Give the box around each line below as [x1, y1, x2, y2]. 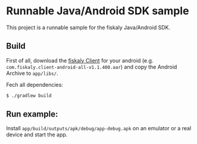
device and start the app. [6, 131, 68, 138]
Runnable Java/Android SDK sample [6, 4, 189, 18]
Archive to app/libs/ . [6, 70, 58, 77]
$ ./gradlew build [6, 92, 52, 99]
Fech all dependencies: [6, 81, 64, 88]
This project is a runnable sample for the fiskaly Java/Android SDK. [6, 24, 171, 31]
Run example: [6, 109, 58, 120]
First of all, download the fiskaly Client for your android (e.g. [6, 57, 154, 64]
